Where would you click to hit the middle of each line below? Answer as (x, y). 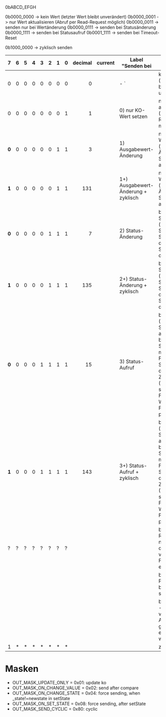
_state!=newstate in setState (41, 698)
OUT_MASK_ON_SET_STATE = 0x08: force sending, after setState (79, 704)
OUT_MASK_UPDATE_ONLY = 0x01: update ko (59, 682)
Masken (22, 669)
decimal (83, 63)
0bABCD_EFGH (21, 7)
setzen (140, 116)
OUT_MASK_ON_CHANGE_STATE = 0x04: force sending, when (76, 693)
